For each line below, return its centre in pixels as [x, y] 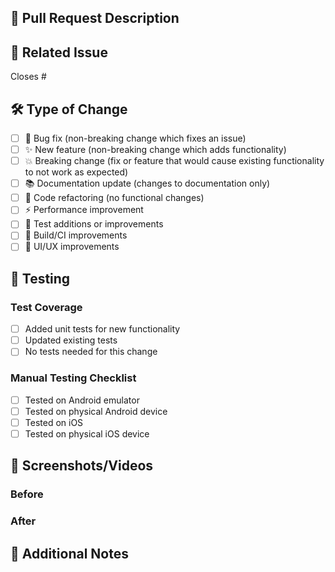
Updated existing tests [71, 340]
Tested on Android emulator [82, 400]
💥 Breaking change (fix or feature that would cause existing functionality [174, 161]
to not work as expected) [76, 172]
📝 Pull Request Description [95, 18]
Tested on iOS [54, 422]
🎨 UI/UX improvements [72, 247]
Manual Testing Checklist [73, 378]
